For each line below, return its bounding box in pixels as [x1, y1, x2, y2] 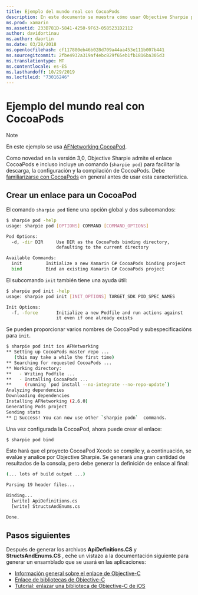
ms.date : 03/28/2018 [6, 42, 57, 48]
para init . [6, 332, 31, 339]
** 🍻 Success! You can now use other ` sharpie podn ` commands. [6, 415, 167, 421]
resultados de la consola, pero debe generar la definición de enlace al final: [6, 460, 189, 467]
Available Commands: [6, 255, 57, 261]
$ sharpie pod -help [6, 217, 57, 223]
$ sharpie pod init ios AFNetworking [6, 343, 99, 349]
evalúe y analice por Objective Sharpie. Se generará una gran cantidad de [6, 454, 186, 461]
